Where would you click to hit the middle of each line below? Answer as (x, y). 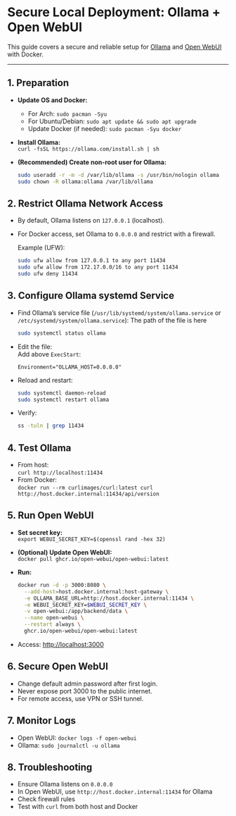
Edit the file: (35, 347)
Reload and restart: (45, 380)
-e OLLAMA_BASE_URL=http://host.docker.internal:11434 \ (109, 598)
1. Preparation (38, 83)
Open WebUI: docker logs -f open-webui (77, 738)
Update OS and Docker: (52, 100)
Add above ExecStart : (49, 354)
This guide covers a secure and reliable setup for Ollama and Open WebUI (114, 47)
